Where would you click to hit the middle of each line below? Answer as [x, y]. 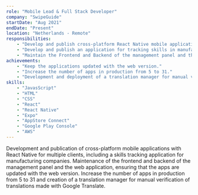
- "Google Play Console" [47, 126]
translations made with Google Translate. [56, 186]
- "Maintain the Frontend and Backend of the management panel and [101, 55]
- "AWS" [26, 132]
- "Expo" [27, 115]
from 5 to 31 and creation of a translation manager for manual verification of [98, 179]
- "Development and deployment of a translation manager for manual [103, 77]
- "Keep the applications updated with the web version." [89, 66]
